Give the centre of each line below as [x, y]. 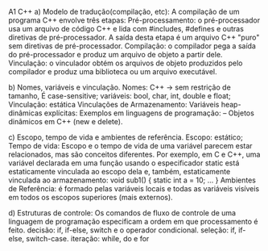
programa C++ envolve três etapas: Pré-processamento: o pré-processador [134, 20]
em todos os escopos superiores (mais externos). [91, 197]
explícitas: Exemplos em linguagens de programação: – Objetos [149, 113]
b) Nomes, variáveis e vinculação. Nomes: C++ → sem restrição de [120, 87]
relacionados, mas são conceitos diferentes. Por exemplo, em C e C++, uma [134, 154]
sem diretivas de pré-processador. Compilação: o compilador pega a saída [132, 46]
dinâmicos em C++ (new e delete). [66, 121]
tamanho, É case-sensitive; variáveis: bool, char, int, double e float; [120, 96]
